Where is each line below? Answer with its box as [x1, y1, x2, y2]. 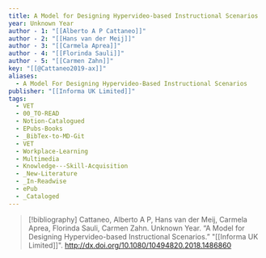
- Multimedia [15, 154, 60, 163]
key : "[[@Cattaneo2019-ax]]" [8, 65, 107, 73]
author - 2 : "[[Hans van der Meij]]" [8, 34, 136, 43]
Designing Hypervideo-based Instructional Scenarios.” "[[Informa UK [27, 231, 259, 241]
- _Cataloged [15, 192, 60, 201]
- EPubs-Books [15, 125, 63, 133]
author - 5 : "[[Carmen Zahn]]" [8, 57, 114, 66]
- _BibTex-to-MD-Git [15, 132, 85, 140]
